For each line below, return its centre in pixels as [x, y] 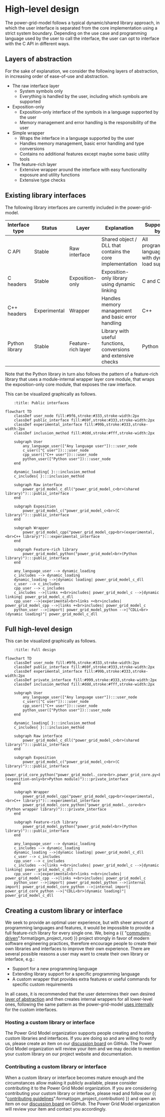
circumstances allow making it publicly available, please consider [71, 1083]
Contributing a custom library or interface [56, 1067]
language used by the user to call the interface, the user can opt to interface [82, 38]
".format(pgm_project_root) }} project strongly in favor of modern [84, 938]
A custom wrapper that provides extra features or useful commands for [84, 979]
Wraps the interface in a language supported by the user [77, 138]
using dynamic [118, 284]
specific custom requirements [42, 985]
